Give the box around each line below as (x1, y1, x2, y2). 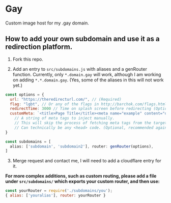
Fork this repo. (12, 56, 43, 62)
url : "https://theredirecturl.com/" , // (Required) (10, 97, 122, 102)
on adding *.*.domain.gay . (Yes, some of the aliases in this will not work (12, 77, 164, 83)
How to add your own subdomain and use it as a (5, 35, 160, 43)
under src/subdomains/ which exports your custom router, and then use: (5, 179, 160, 185)
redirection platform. (5, 43, 73, 51)
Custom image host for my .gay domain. (5, 20, 89, 26)
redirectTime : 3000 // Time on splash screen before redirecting (10, 106, 152, 111)
